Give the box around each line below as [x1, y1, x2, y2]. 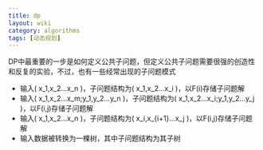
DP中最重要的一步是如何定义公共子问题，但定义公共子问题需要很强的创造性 [8, 57, 256, 66]
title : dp [8, 11, 41, 20]
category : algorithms [8, 26, 80, 34]
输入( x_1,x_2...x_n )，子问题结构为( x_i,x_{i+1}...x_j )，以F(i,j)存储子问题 [19, 113, 253, 124]
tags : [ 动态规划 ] [8, 34, 61, 42]
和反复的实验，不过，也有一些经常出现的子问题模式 [8, 67, 176, 77]
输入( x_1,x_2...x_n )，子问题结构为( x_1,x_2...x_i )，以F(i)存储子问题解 [19, 84, 245, 93]
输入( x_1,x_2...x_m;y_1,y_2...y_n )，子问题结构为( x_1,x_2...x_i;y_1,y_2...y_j [19, 93, 255, 104]
